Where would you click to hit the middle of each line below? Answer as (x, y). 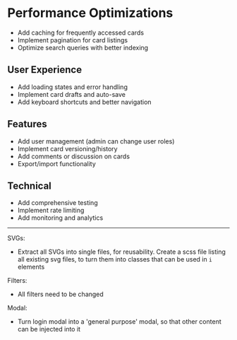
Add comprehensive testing (57, 203)
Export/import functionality (57, 163)
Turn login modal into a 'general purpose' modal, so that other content (119, 322)
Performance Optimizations (90, 13)
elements (31, 267)
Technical (29, 186)
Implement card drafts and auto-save (71, 94)
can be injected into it (49, 329)
